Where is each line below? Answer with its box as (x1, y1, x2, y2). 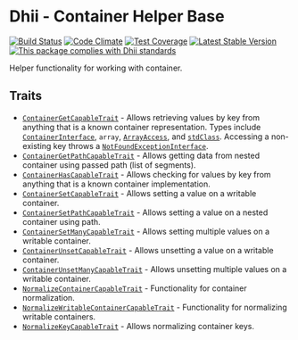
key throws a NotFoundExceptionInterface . (53, 140, 209, 151)
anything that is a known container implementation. (21, 178, 211, 189)
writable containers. (21, 311, 96, 322)
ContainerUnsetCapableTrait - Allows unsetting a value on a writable (21, 245, 274, 255)
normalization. (21, 292, 76, 303)
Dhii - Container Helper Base (9, 6, 225, 27)
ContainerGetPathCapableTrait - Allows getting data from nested (21, 150, 261, 161)
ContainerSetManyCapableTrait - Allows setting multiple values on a (21, 226, 270, 236)
